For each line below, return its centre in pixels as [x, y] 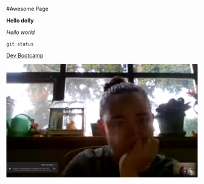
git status [20, 44]
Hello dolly [20, 20]
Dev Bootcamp [25, 55]
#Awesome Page [27, 9]
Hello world [21, 32]
